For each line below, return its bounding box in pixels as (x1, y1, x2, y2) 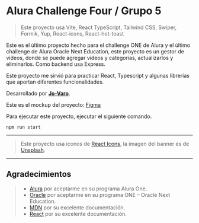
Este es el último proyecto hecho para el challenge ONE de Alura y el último (6, 42, 191, 49)
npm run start (6, 124, 41, 130)
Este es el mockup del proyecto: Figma (6, 101, 101, 108)
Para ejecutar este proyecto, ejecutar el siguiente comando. (6, 113, 152, 120)
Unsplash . (20, 146, 46, 154)
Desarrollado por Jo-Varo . (6, 90, 70, 97)
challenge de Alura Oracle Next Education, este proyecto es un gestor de (6, 47, 185, 55)
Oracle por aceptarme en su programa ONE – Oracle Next (29, 191, 171, 198)
